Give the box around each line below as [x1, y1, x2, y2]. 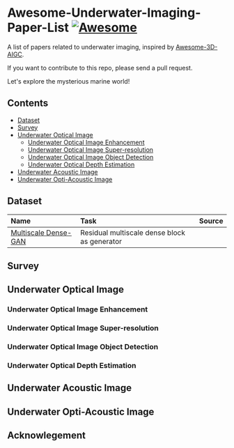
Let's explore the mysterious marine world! [7, 77, 130, 85]
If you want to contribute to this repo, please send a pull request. [7, 63, 193, 72]
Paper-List [7, 20, 70, 36]
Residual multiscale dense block [79, 228, 186, 238]
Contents [7, 98, 49, 109]
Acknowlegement [7, 430, 86, 442]
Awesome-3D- [175, 43, 218, 51]
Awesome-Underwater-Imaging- [7, 5, 201, 21]
